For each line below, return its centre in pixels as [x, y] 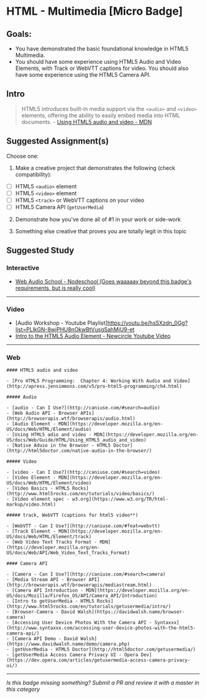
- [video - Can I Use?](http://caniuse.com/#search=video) [83, 473]
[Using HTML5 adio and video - [52, 435]
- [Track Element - [31, 531]
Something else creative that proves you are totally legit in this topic [101, 231]
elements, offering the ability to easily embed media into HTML [101, 115]
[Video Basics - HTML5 [41, 489]
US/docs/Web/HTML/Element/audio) [49, 430]
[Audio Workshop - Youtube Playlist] [61, 323]
